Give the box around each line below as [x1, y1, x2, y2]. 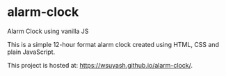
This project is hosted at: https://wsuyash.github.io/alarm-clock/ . [7, 61, 193, 69]
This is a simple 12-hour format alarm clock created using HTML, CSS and [7, 40, 219, 48]
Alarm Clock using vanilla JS [7, 27, 89, 35]
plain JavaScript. [7, 48, 56, 56]
